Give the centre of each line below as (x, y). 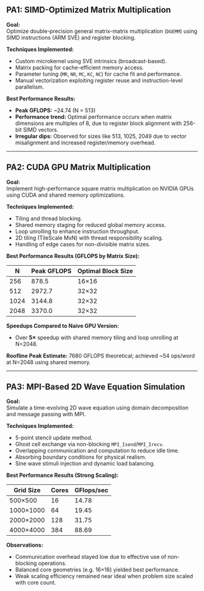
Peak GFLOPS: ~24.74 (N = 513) (55, 110)
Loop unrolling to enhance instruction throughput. (77, 231)
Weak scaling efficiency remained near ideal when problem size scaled (104, 576)
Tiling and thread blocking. (49, 218)
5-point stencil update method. (54, 438)
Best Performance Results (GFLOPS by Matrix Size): (73, 256)
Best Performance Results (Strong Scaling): (63, 475)
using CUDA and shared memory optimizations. (66, 195)
